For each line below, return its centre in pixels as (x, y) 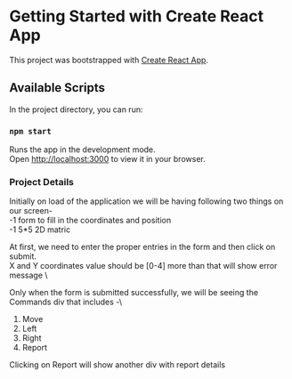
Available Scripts (57, 88)
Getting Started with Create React (137, 16)
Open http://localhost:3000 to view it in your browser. (108, 159)
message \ (28, 275)
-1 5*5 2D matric (40, 230)
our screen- (31, 211)
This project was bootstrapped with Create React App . (109, 60)
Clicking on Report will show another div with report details (117, 365)
